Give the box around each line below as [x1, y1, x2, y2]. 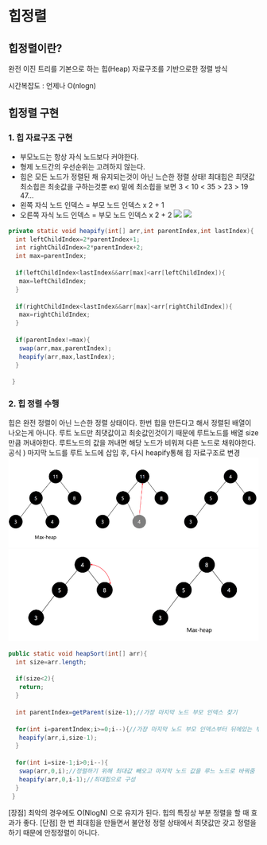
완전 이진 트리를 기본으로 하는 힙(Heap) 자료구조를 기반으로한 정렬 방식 [8, 64, 228, 73]
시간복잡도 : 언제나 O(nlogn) [8, 81, 97, 90]
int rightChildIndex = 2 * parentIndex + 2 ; [15, 243, 145, 251]
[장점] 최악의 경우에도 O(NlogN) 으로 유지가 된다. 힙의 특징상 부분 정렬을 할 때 [8, 808, 250, 817]
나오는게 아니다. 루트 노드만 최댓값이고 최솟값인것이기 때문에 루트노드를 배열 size [8, 427, 259, 438]
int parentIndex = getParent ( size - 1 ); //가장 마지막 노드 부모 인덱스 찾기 [15, 708, 238, 716]
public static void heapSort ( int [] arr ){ [8, 649, 148, 657]
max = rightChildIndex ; [18, 311, 91, 319]
